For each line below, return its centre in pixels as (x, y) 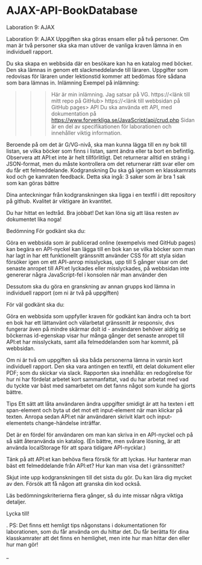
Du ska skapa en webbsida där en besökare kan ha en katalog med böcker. (99, 63)
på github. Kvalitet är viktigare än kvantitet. (59, 201)
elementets (20, 423)
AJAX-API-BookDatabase (72, 11)
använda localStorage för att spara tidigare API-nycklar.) (76, 447)
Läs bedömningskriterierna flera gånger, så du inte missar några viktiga (95, 495)
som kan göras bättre (33, 183)
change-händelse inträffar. (68, 423)
